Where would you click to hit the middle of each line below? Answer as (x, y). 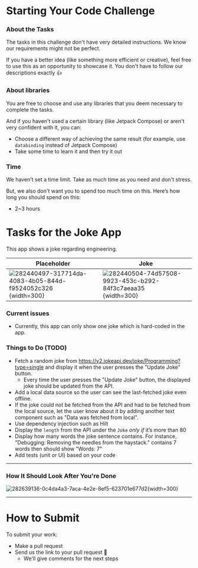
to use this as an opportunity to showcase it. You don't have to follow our (95, 66)
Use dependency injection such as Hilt (61, 423)
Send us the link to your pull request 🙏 (61, 552)
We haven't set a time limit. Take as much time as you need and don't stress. (99, 180)
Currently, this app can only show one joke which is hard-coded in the (100, 326)
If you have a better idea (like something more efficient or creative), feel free (99, 60)
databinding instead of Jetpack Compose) (66, 145)
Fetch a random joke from (46, 361)
